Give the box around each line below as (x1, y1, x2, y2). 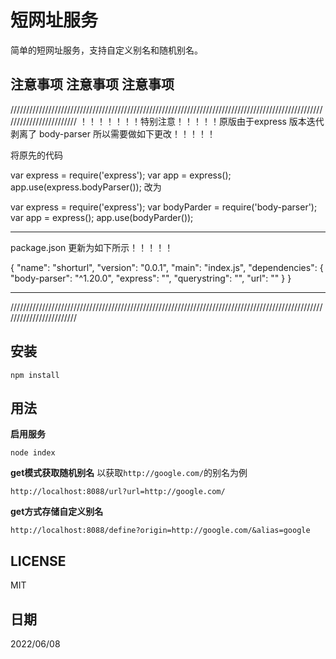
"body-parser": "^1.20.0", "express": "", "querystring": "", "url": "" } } (10, 272, 292, 284)
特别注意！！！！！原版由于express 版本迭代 (139, 115, 325, 127)
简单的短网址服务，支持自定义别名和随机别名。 (10, 44, 203, 56)
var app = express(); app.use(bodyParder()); (10, 211, 194, 223)
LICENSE (10, 552, 67, 570)
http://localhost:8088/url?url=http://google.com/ (10, 487, 226, 497)
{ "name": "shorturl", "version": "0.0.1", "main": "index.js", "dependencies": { (10, 261, 324, 273)
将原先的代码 (10, 149, 63, 161)
